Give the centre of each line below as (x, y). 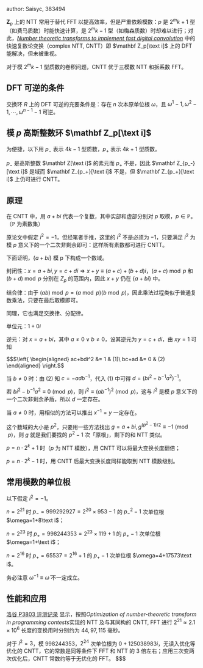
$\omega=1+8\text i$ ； (36, 520)
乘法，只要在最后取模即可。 (46, 300)
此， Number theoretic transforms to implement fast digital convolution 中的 (101, 39)
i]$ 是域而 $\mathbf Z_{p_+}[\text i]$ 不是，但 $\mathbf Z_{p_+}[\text (108, 172)
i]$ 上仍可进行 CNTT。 (35, 179)
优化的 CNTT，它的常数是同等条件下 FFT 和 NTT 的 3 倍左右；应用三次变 (98, 651)
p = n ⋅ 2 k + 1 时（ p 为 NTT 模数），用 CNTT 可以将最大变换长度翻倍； (94, 447)
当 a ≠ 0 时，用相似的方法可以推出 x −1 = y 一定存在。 (73, 412)
